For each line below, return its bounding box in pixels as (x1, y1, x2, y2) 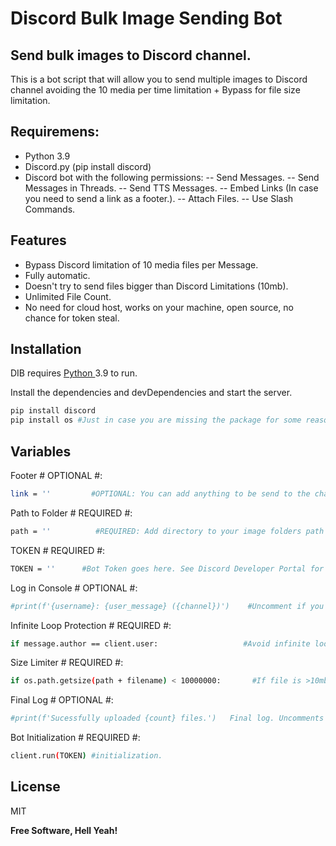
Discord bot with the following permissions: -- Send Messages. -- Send (24, 171, 320, 183)
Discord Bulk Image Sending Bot (10, 7, 283, 30)
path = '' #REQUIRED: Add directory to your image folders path (10, 526, 325, 536)
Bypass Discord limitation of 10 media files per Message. (24, 258, 259, 271)
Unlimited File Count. (24, 290, 112, 302)
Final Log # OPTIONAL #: (10, 694, 114, 706)
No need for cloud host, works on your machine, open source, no (24, 301, 294, 313)
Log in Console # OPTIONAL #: (10, 582, 138, 594)
